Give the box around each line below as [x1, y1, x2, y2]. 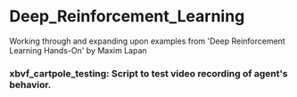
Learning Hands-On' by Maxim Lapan [9, 44, 147, 55]
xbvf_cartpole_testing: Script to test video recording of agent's [9, 67, 288, 79]
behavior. [9, 78, 52, 91]
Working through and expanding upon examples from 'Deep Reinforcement [9, 36, 285, 46]
